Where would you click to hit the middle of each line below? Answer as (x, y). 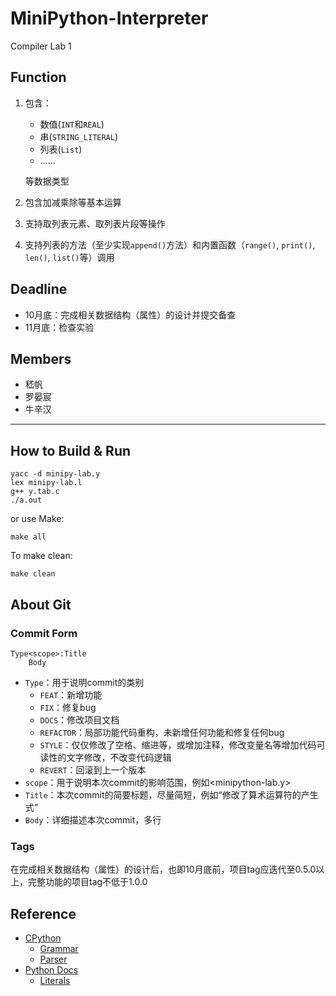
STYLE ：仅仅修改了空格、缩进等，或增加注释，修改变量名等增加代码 (178, 744)
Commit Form (44, 633)
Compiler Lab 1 (41, 46)
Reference (43, 913)
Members (41, 358)
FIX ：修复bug (68, 707)
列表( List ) (61, 149)
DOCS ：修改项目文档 (79, 719)
